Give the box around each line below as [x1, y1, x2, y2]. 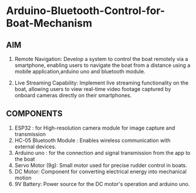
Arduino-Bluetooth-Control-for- [6, 4, 165, 18]
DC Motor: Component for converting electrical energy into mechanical [14, 168, 187, 175]
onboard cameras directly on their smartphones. [14, 92, 132, 99]
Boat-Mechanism [6, 16, 93, 30]
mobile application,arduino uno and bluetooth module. [14, 68, 146, 75]
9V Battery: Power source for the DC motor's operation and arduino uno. [14, 180, 190, 187]
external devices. [14, 143, 57, 150]
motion [14, 174, 32, 181]
